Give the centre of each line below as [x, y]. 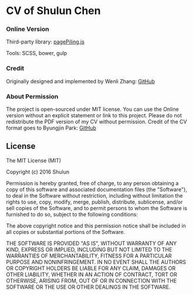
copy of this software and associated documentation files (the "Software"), [97, 189]
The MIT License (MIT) [34, 160]
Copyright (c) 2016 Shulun [38, 172]
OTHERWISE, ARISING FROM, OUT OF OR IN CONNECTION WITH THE [92, 280]
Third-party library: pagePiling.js [45, 42]
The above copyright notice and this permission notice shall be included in [96, 226]
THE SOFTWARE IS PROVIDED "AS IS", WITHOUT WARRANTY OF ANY [92, 243]
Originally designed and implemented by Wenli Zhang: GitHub [81, 81]
